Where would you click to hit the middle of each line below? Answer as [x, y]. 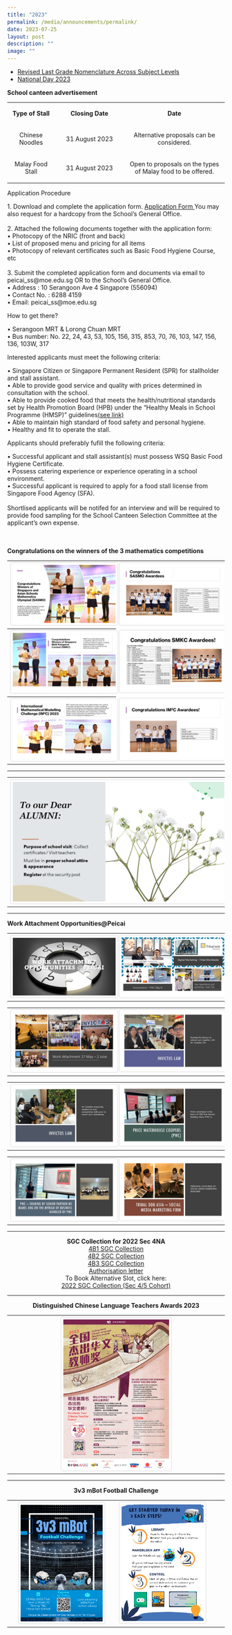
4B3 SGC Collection [116, 1263]
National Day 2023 [44, 79]
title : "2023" [28, 15]
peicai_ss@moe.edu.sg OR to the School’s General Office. [89, 280]
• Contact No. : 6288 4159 [45, 295]
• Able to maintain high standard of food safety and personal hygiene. [106, 422]
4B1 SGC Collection [116, 1248]
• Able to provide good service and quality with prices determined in [105, 385]
